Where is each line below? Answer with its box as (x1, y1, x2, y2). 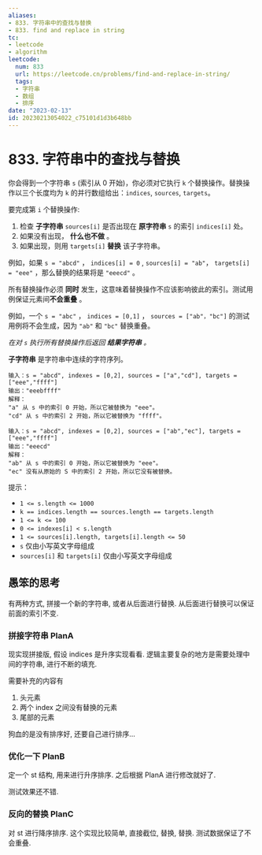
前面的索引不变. (8, 608, 59, 618)
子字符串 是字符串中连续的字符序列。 (8, 354, 127, 363)
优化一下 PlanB (8, 750, 65, 761)
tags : (15, 77, 34, 85)
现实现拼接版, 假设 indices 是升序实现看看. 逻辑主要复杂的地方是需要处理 (8, 649, 243, 659)
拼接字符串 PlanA (8, 630, 74, 641)
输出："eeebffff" (8, 387, 61, 395)
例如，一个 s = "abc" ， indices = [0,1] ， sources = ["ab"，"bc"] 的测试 (8, 310, 250, 320)
